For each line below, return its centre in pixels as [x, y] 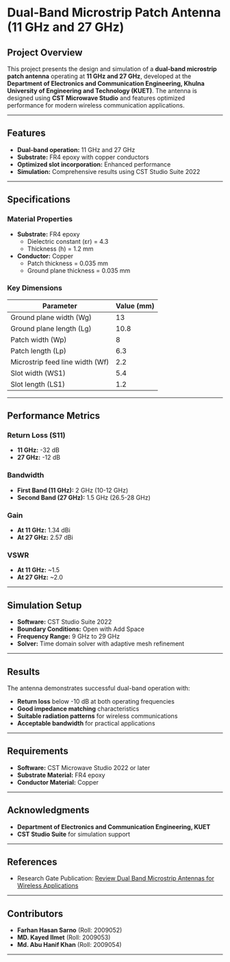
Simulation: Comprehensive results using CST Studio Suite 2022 [108, 171]
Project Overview [45, 52]
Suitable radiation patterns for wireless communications [97, 716]
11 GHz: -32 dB [38, 450]
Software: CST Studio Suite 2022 [64, 622]
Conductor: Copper [45, 256]
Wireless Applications [48, 886]
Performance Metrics [54, 416]
